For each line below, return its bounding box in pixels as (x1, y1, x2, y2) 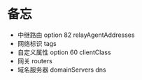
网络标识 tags (17, 39, 57, 47)
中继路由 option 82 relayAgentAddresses (17, 31, 135, 39)
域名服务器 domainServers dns (17, 65, 106, 74)
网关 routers (17, 56, 52, 65)
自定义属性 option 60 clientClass (17, 48, 111, 56)
